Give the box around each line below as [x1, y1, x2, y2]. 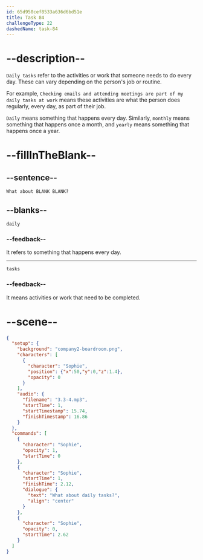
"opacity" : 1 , [22, 448, 59, 454]
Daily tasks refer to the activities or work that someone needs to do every [6, 72, 192, 79]
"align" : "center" [28, 498, 74, 504]
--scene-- [6, 315, 58, 328]
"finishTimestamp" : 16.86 [22, 414, 88, 420]
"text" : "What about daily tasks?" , [28, 492, 120, 499]
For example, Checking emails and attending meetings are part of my [6, 90, 184, 97]
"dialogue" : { [22, 487, 59, 493]
